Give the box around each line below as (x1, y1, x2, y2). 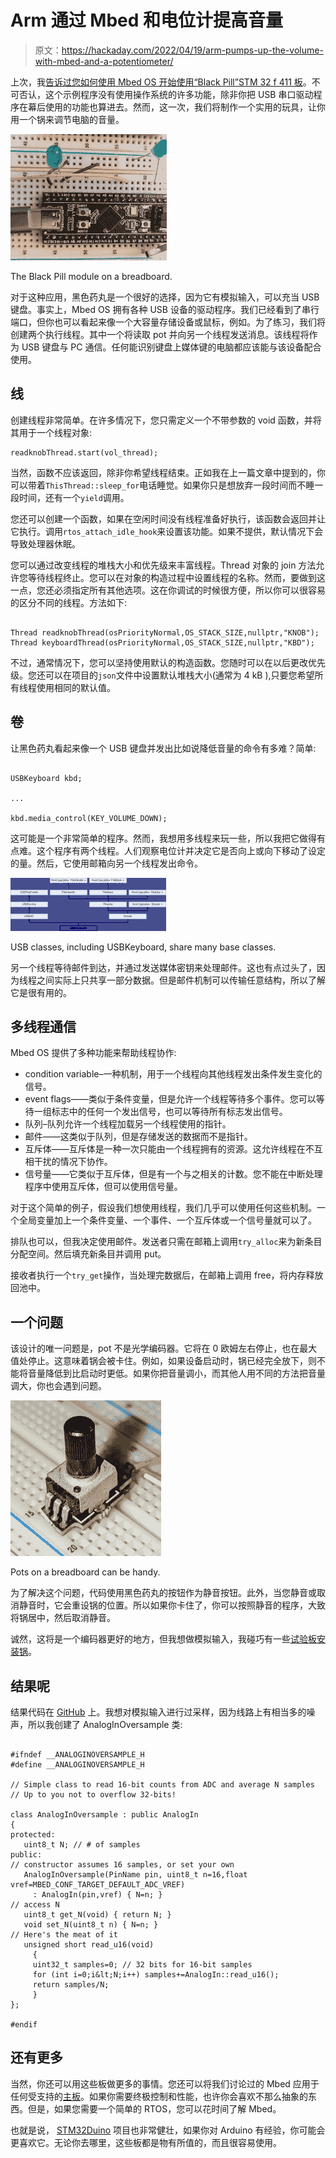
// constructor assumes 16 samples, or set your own (10, 1860, 235, 1870)
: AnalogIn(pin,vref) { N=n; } (32, 1890, 163, 1900)
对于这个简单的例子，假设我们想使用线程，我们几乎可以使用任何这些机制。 (10, 1202, 317, 1214)
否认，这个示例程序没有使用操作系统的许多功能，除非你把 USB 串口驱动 (18, 88, 314, 100)
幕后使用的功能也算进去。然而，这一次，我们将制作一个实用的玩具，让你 (27, 101, 326, 113)
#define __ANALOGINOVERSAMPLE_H (10, 1760, 145, 1770)
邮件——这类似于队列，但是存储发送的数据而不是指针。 (24, 1131, 253, 1143)
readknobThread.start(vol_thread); (10, 447, 159, 458)
